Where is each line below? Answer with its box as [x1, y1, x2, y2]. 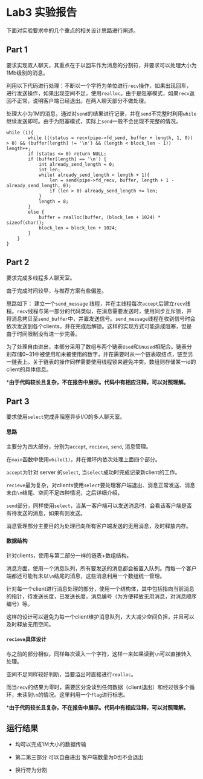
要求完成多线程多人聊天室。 [6, 274, 76, 281]
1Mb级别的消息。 [6, 69, 48, 76]
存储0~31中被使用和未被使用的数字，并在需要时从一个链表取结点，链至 [11, 350, 188, 358]
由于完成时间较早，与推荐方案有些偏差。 [6, 287, 107, 294]
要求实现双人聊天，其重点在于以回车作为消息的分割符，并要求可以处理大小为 [6, 61, 197, 68]
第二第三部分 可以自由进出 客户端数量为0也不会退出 [14, 753, 144, 760]
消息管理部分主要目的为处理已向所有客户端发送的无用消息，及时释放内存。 [6, 522, 192, 530]
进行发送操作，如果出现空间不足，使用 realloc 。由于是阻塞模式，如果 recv [6, 89, 190, 97]
